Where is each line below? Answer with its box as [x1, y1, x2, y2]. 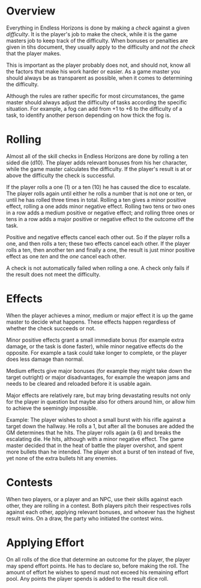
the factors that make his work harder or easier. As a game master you [6, 67, 181, 75]
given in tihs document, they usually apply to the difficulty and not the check [6, 43, 196, 51]
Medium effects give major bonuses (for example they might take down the [6, 367, 192, 374]
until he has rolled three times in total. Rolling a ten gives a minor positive [6, 196, 187, 203]
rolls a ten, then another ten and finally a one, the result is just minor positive [6, 246, 195, 254]
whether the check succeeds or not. [6, 324, 96, 332]
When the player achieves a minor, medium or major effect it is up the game [6, 311, 194, 319]
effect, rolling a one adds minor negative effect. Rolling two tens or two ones [6, 202, 195, 210]
